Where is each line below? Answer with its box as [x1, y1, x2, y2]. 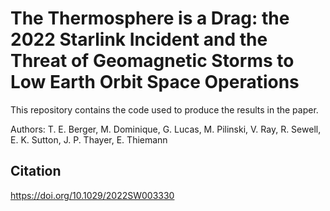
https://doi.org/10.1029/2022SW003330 [10, 189, 175, 201]
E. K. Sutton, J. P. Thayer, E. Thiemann [10, 133, 168, 146]
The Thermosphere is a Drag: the [10, 7, 290, 30]
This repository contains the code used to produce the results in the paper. [10, 103, 319, 116]
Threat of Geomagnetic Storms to [10, 50, 295, 72]
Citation [10, 163, 62, 180]
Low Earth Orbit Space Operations [10, 71, 300, 94]
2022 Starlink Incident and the [10, 28, 268, 51]
